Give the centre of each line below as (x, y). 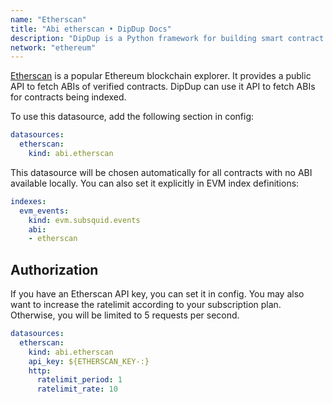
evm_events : (44, 211)
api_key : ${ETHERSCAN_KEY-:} (89, 361)
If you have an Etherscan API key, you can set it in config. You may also (157, 294)
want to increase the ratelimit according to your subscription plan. (146, 305)
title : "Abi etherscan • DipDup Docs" (91, 29)
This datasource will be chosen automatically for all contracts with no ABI (161, 172)
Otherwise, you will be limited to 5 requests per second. (125, 315)
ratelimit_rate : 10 (77, 389)
